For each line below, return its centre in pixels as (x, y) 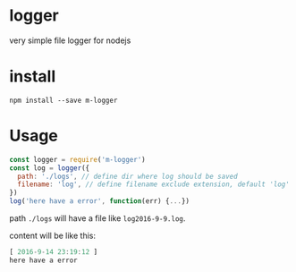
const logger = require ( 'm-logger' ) (77, 159)
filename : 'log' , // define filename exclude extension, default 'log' (154, 184)
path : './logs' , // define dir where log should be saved (128, 176)
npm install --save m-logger (63, 100)
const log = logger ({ (50, 168)
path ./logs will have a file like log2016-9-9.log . (97, 218)
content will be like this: (53, 236)
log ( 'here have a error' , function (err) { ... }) (100, 201)
